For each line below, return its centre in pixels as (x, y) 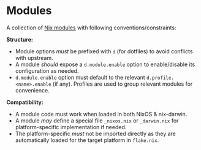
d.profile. (160, 78)
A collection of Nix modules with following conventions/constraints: (91, 28)
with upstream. (34, 58)
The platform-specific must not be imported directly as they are (96, 133)
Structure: (20, 39)
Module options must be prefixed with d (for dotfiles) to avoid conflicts (104, 51)
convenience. (32, 90)
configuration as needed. (47, 70)
